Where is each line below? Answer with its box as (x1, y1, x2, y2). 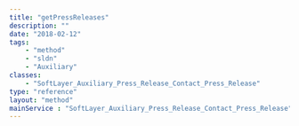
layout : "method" (9, 95, 74, 105)
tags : (9, 37, 29, 47)
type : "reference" (9, 87, 77, 96)
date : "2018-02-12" (9, 29, 82, 38)
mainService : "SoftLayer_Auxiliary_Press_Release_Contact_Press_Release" (9, 104, 293, 113)
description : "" (9, 21, 69, 30)
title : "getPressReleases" (9, 12, 109, 22)
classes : (9, 71, 42, 80)
